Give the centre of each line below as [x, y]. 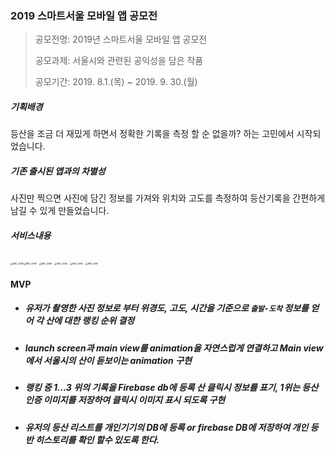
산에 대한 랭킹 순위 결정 [90, 321]
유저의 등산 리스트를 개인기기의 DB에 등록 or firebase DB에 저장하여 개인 [166, 427]
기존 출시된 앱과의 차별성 [58, 171]
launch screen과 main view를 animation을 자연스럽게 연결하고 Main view [174, 348]
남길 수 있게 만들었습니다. [60, 211]
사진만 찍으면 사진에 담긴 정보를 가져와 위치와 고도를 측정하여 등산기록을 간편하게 [168, 198]
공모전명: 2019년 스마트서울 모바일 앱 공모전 [121, 39]
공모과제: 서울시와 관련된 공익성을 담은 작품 [119, 61]
